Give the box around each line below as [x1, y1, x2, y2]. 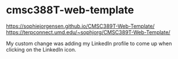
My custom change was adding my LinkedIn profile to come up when [6, 40, 172, 47]
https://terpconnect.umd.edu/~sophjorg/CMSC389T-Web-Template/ [6, 28, 170, 35]
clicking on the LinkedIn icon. [6, 46, 76, 53]
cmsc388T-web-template [6, 3, 134, 17]
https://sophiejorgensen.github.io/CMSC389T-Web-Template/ [6, 23, 155, 30]
